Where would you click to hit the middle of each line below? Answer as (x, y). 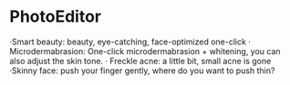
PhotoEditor (56, 17)
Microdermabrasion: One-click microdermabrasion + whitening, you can (145, 51)
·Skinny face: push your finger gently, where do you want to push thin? (142, 71)
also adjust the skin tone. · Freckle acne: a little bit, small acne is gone (140, 61)
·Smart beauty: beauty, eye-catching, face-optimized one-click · (130, 42)
